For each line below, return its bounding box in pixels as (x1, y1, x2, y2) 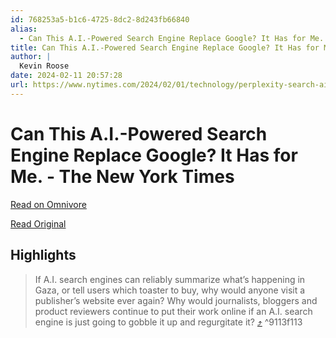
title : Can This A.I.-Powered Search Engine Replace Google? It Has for (10, 42, 320, 53)
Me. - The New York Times (10, 165, 235, 188)
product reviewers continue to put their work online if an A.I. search (34, 305, 313, 317)
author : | (10, 52, 52, 62)
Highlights (10, 247, 77, 264)
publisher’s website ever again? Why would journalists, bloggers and (34, 294, 318, 306)
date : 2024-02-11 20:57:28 (10, 71, 123, 81)
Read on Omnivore (10, 198, 87, 210)
